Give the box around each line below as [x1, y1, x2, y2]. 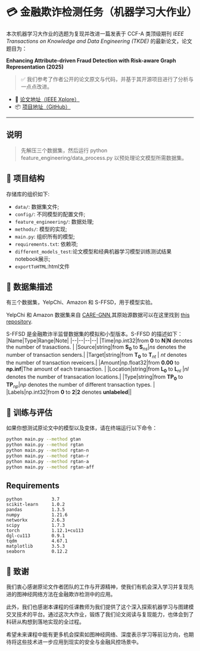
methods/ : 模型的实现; [14, 225, 67, 233]
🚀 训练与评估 [6, 407, 52, 418]
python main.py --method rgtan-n [6, 447, 89, 453]
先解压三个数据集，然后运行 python [20, 147, 108, 154]
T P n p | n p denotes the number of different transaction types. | [6, 381, 155, 390]
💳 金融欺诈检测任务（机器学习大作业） [6, 5, 198, 19]
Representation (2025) [6, 63, 64, 70]
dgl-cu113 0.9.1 [6, 533, 65, 539]
